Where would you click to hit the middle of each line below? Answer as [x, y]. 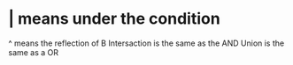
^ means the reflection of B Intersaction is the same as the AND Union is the [146, 43]
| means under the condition [114, 19]
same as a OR [34, 52]
